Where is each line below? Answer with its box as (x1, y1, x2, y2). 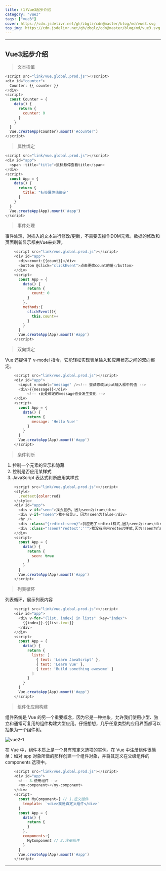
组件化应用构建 (17, 704, 48, 709)
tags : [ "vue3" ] (5, 16, 37, 21)
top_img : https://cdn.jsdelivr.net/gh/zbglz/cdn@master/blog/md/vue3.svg (5, 26, 161, 31)
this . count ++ (31, 314, 58, 319)
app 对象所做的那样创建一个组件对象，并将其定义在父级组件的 (23, 753, 150, 759)
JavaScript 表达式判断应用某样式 (12, 474, 79, 481)
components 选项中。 (5, 759, 49, 765)
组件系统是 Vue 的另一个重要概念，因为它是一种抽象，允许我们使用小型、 (5, 714, 154, 720)
